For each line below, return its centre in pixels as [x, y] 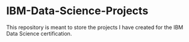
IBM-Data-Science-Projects [77, 11]
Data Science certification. [39, 33]
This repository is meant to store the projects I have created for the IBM [95, 27]
